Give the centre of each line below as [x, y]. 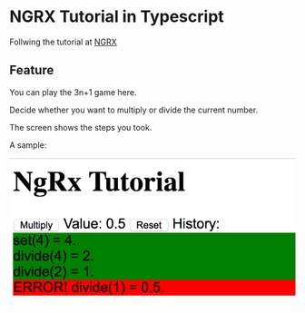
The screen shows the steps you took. [81, 127]
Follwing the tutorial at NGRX [64, 42]
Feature [32, 70]
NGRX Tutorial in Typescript [117, 17]
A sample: [28, 145]
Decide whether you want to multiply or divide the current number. [134, 110]
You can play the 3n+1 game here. [73, 92]
